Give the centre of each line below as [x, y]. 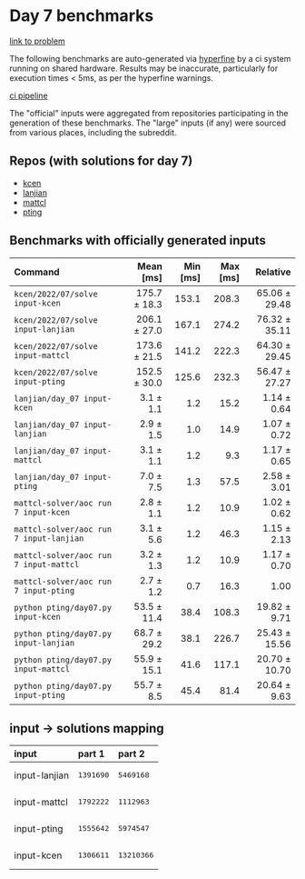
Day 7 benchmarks [82, 16]
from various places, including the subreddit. [93, 132]
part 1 [91, 754]
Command [37, 272]
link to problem [37, 41]
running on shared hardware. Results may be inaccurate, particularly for [144, 68]
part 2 [131, 754]
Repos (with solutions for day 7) [101, 161]
